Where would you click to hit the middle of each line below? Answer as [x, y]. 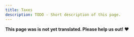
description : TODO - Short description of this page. [63, 15]
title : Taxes [19, 10]
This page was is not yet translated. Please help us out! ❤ [67, 29]
